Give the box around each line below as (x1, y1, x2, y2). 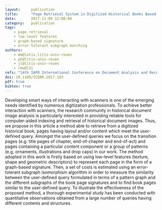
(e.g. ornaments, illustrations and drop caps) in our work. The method (5, 148, 143, 154)
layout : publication (5, 7, 55, 12)
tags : (5, 25, 16, 30)
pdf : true (5, 79, 25, 84)
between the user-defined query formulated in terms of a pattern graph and (5, 174, 156, 180)
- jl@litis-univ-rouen (13, 61, 59, 66)
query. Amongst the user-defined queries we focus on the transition (21, 133, 157, 139)
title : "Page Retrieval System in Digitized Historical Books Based (5, 12, 157, 16)
